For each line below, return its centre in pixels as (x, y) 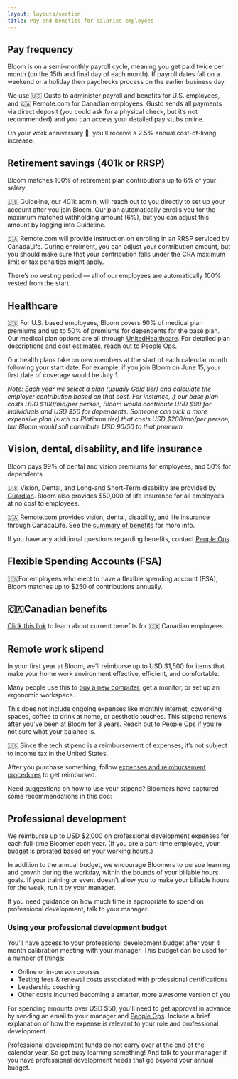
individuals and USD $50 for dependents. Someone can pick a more (107, 411)
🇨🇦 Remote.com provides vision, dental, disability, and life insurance (109, 517)
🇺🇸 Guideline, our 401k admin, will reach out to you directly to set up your (116, 202)
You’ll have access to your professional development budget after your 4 (114, 943)
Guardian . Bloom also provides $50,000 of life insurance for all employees (116, 496)
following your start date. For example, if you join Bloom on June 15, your (114, 367)
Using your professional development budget (87, 927)
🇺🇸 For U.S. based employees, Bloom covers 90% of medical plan (105, 322)
